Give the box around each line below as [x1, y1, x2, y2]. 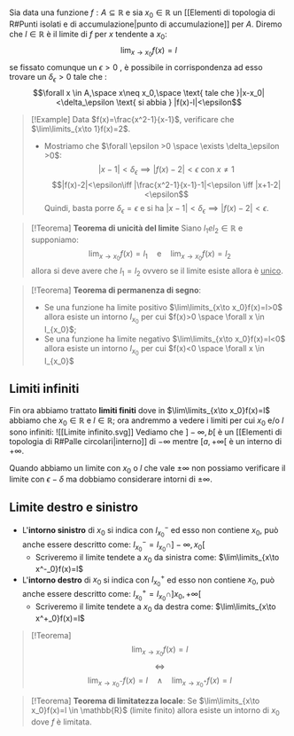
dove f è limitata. [30, 716, 92, 727]
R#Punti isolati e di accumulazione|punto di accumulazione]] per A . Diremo [9, 19, 282, 29]
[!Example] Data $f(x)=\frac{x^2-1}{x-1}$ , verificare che [30, 114, 235, 124]
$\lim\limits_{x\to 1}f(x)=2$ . [30, 123, 131, 134]
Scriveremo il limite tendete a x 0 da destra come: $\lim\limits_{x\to [35, 601, 276, 615]
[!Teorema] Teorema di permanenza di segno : [30, 285, 202, 295]
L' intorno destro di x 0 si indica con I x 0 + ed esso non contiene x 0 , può [21, 573, 275, 588]
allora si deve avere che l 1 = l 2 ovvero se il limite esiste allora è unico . [30, 265, 283, 278]
